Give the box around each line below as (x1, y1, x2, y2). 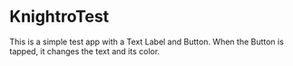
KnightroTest (9, 6, 110, 27)
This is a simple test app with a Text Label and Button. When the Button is (9, 36, 284, 47)
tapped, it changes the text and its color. (9, 45, 161, 56)
